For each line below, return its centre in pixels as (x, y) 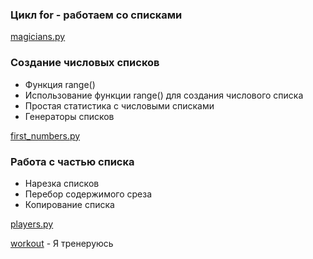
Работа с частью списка (72, 161)
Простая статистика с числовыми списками (119, 105)
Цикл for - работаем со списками (96, 15)
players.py (32, 224)
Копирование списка (69, 204)
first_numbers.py (45, 135)
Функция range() (60, 84)
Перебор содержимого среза (88, 194)
